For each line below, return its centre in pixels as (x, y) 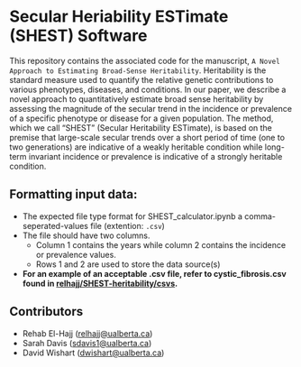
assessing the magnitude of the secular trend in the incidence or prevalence (151, 108)
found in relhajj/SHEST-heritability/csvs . (100, 283)
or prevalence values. (76, 254)
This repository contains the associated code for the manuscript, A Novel (145, 60)
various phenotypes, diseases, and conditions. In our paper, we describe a (148, 89)
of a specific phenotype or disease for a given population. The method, (141, 118)
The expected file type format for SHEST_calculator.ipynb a (132, 216)
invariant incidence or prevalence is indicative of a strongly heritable (155, 156)
